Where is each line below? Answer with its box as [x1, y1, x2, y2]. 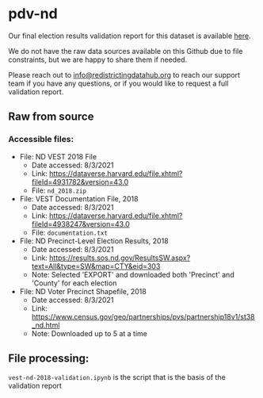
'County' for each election [31, 278, 117, 288]
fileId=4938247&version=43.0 [31, 219, 131, 228]
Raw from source [8, 110, 94, 124]
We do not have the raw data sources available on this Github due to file [8, 46, 243, 55]
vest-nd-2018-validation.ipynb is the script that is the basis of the [8, 373, 226, 382]
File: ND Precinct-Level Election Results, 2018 [19, 235, 169, 246]
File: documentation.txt [31, 228, 109, 237]
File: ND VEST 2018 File [19, 151, 97, 161]
